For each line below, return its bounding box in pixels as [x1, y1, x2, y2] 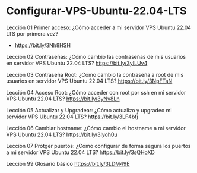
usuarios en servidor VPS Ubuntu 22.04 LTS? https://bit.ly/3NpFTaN [6, 77, 173, 84]
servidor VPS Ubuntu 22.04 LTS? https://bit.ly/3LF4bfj [6, 113, 138, 120]
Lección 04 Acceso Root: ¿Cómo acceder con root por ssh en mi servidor [6, 89, 186, 96]
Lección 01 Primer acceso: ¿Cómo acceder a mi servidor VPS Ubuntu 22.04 [6, 24, 192, 31]
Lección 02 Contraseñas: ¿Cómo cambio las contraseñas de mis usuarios [6, 53, 186, 60]
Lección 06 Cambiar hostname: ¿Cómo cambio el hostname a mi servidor [6, 124, 186, 131]
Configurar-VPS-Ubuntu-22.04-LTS [6, 4, 187, 18]
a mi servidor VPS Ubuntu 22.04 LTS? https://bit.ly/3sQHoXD [6, 149, 155, 156]
